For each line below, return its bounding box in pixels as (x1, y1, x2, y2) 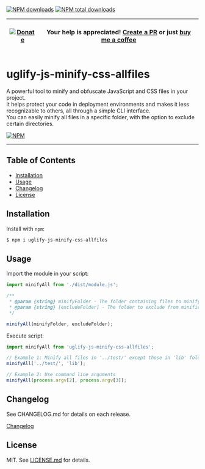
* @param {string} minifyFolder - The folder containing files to (9, 298, 182, 305)
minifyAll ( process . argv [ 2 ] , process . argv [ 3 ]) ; (6, 377, 127, 383)
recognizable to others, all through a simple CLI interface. (6, 107, 151, 114)
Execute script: (6, 332, 45, 339)
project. (6, 94, 26, 101)
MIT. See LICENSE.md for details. (6, 456, 90, 463)
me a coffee (101, 35, 137, 44)
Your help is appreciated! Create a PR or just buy (46, 28, 191, 36)
